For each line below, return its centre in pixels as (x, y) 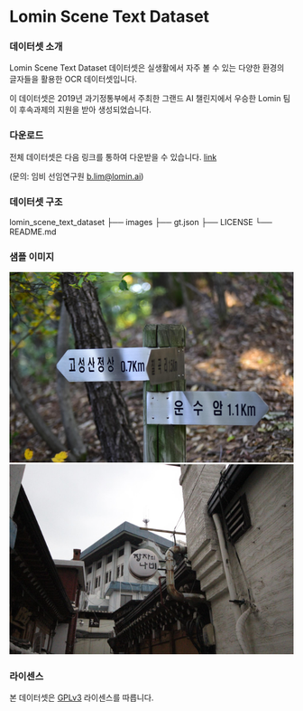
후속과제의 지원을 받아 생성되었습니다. (85, 109)
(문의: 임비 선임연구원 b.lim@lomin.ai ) (77, 176)
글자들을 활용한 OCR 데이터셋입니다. (73, 80)
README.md (33, 232)
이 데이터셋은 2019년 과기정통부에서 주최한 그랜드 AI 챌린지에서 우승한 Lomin (145, 99)
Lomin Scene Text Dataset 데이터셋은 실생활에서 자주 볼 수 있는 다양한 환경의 (147, 68)
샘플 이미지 (32, 257)
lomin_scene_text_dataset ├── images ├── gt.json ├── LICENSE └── (141, 223)
